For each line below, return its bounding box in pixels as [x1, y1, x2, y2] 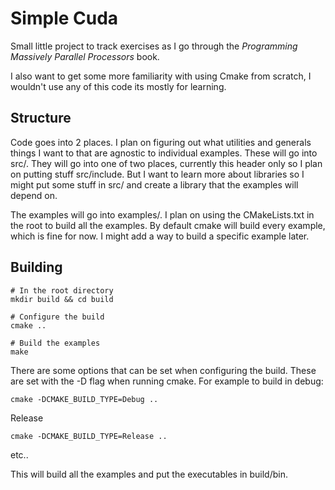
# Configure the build [10, 312, 105, 322]
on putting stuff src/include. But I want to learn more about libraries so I [10, 168, 305, 180]
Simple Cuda [10, 7, 119, 30]
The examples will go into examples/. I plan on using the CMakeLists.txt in [10, 208, 315, 221]
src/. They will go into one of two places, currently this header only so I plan [10, 157, 323, 169]
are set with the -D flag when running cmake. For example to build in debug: [10, 375, 324, 387]
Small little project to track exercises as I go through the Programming [10, 40, 298, 52]
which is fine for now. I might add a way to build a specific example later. [10, 230, 310, 242]
